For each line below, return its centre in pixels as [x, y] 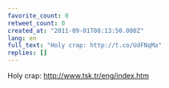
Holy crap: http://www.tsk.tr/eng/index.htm [78, 76]
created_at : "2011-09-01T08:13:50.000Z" [76, 30]
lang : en [22, 38]
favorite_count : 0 [38, 16]
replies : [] [27, 53]
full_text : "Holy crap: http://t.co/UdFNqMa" [84, 46]
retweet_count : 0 [36, 23]
